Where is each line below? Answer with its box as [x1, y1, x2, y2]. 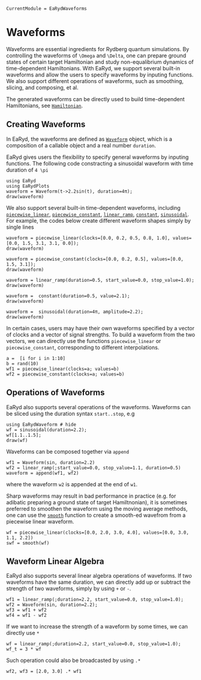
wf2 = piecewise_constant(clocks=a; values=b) [6, 371, 125, 377]
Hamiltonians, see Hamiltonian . [6, 102, 83, 109]
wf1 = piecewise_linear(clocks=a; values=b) [6, 366, 119, 372]
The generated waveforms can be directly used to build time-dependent [6, 95, 185, 102]
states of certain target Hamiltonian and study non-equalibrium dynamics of [6, 58, 194, 66]
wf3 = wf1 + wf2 [6, 607, 47, 613]
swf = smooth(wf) [6, 540, 50, 546]
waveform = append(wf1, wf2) [6, 470, 79, 476]
